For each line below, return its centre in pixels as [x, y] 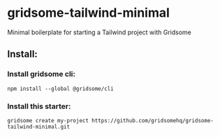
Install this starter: [39, 106]
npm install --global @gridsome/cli [60, 89]
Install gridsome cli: [41, 74]
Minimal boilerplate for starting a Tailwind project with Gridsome [100, 32]
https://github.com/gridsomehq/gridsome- [153, 120]
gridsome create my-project [48, 120]
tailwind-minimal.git [39, 127]
